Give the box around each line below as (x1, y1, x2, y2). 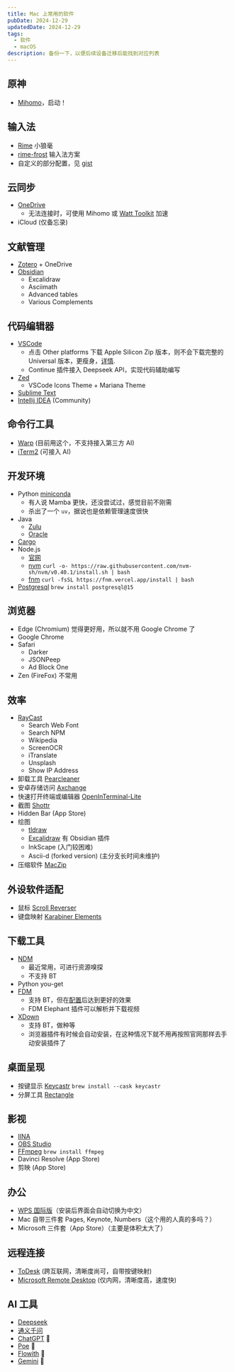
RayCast (17, 713, 43, 722)
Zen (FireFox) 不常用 (17, 671, 78, 680)
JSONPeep (28, 655, 61, 664)
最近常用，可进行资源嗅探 (28, 962, 104, 971)
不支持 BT (28, 971, 57, 980)
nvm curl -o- (28, 561, 69, 569)
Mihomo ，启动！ (17, 98, 67, 106)
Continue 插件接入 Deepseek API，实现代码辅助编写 (28, 365, 181, 374)
